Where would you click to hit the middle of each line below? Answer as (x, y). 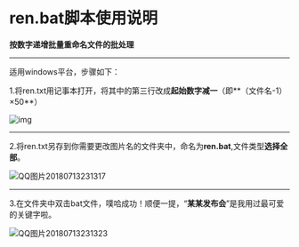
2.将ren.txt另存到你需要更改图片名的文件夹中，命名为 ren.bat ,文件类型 (137, 146)
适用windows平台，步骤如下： (65, 71)
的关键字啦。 (32, 214)
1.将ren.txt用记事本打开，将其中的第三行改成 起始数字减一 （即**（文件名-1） (148, 91)
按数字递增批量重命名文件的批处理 (72, 44)
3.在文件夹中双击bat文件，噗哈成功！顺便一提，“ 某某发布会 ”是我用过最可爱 (147, 203)
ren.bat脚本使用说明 (84, 18)
